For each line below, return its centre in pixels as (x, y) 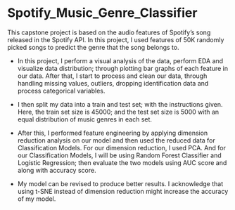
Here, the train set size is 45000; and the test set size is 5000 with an (118, 112)
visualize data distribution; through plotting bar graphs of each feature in (123, 68)
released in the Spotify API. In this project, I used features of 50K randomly (116, 39)
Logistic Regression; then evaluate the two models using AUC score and (122, 162)
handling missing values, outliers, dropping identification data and (113, 83)
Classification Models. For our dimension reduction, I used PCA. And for (122, 147)
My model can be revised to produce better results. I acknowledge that (120, 183)
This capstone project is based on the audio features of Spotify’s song (109, 32)
